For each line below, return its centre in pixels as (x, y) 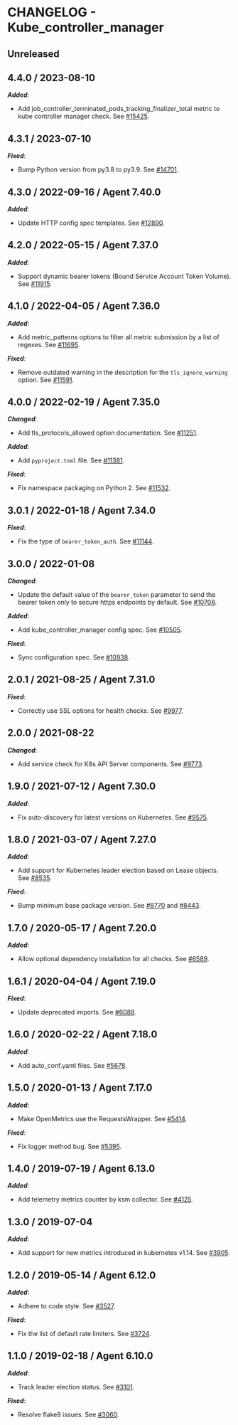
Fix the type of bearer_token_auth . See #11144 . (86, 541)
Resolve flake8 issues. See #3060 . (68, 1414)
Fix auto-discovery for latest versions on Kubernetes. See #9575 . (113, 817)
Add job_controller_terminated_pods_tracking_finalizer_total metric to (119, 109)
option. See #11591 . (46, 380)
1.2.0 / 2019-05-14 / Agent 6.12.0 (82, 1275)
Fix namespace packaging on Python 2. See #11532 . (94, 488)
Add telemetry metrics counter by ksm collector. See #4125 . (105, 1199)
